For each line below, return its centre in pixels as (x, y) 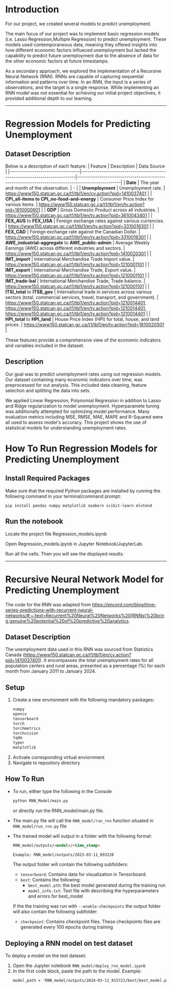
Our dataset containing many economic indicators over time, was (74, 380)
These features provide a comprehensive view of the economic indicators (83, 340)
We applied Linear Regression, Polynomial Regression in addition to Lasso (83, 400)
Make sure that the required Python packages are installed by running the (83, 491)
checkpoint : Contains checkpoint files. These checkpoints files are (90, 922)
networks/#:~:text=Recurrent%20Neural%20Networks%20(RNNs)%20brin (85, 615)
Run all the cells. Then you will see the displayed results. (65, 553)
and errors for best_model (56, 896)
